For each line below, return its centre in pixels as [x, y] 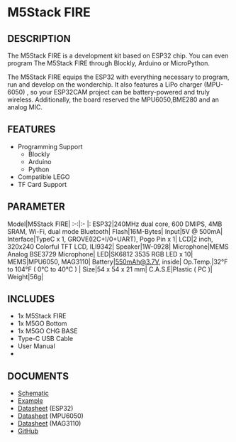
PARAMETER [36, 207]
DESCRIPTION [39, 39]
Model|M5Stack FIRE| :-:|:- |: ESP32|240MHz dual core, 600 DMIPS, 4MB [115, 224]
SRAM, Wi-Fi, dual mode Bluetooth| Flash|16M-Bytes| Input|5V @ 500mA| [115, 231]
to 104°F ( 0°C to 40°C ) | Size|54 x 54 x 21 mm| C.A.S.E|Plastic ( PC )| [110, 269]
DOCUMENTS [38, 376]
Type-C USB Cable [45, 339]
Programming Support [50, 146]
